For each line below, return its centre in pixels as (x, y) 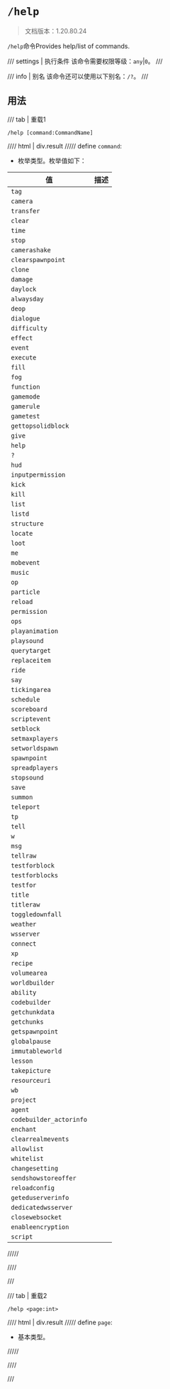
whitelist (27, 1158)
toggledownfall (36, 914)
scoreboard (29, 709)
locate (22, 533)
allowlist (27, 1149)
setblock (25, 729)
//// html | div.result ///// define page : (60, 1322)
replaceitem (31, 660)
